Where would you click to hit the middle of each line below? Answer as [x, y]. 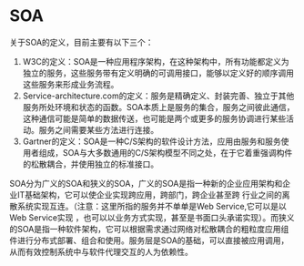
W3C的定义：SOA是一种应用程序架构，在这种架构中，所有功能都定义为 [156, 61]
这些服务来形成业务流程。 [71, 84]
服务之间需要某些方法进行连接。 [99, 129]
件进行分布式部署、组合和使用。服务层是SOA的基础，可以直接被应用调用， [149, 240]
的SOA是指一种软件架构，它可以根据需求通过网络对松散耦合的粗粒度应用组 [149, 229]
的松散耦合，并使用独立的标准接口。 [91, 164]
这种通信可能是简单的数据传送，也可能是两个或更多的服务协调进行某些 [154, 118]
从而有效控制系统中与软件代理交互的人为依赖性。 [101, 251]
